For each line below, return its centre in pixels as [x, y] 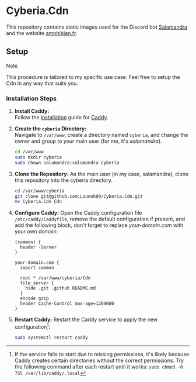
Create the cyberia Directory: [50, 129]
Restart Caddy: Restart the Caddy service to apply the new [86, 319]
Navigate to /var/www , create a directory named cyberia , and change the [101, 135]
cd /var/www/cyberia [39, 191]
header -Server [38, 247]
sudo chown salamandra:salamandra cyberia [67, 163]
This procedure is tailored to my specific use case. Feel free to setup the [93, 77]
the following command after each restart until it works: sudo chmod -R [99, 366]
